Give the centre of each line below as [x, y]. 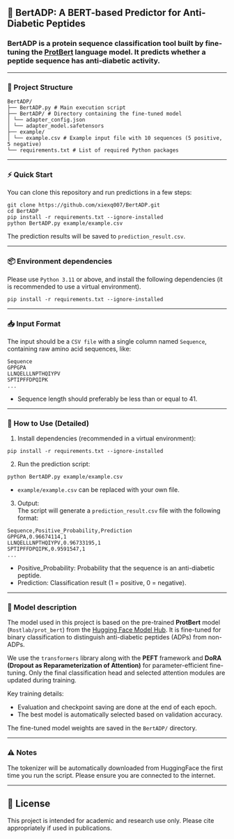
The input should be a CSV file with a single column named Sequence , [107, 341]
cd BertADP [23, 211]
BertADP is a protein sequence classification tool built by [106, 44]
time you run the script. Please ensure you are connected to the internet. [111, 775]
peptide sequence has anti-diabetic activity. [84, 61]
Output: [28, 503]
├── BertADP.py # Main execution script [67, 107]
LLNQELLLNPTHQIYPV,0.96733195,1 [54, 543]
